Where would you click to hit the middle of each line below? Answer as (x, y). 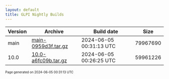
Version (17, 31)
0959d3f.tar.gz (50, 46)
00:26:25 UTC (98, 60)
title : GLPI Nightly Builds (35, 14)
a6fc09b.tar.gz (50, 60)
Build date (106, 31)
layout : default (22, 10)
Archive (54, 31)
